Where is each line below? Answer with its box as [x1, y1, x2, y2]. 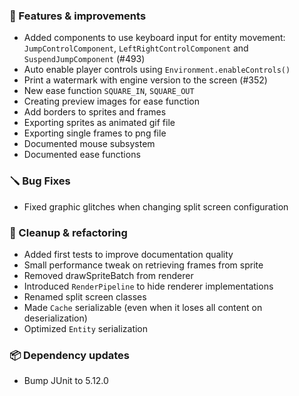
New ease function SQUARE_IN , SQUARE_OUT [23, 85, 195, 97]
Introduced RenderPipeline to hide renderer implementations [23, 280, 274, 292]
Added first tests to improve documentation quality [23, 248, 234, 260]
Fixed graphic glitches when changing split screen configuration [23, 200, 289, 213]
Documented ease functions [23, 149, 141, 161]
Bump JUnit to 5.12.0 [23, 375, 109, 387]
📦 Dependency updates [9, 348, 131, 362]
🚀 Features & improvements [9, 9, 147, 23]
